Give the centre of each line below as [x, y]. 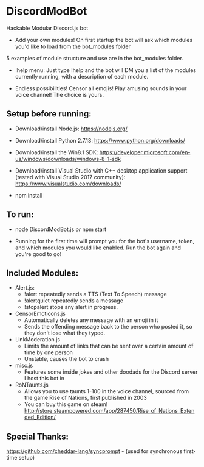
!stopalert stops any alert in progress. [71, 307]
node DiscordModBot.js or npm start [61, 229]
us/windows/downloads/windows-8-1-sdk [68, 159]
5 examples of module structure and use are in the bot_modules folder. [95, 58]
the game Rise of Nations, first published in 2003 [85, 398]
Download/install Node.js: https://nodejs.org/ [71, 129]
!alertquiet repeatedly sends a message [73, 301]
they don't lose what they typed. [65, 333]
